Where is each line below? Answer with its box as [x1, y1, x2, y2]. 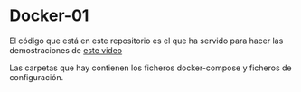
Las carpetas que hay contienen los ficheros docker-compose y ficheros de [9, 62, 292, 73]
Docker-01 [9, 5, 89, 26]
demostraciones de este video [9, 44, 123, 55]
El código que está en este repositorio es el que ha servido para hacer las [9, 35, 284, 46]
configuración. [9, 71, 64, 82]
